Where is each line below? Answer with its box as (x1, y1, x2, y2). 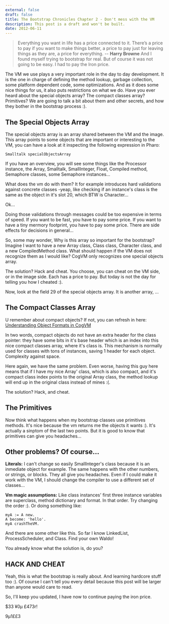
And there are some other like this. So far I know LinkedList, (5, 530, 129, 536)
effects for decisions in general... (5, 227, 74, 233)
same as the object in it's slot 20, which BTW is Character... (5, 192, 129, 198)
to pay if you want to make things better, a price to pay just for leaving (17, 45, 163, 51)
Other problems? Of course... (5, 447, 99, 456)
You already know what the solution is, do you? (5, 545, 103, 551)
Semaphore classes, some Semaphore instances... (5, 171, 110, 177)
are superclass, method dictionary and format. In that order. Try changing (5, 497, 158, 504)
